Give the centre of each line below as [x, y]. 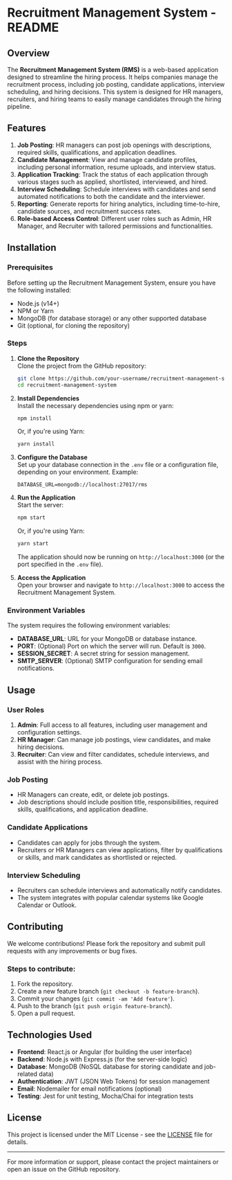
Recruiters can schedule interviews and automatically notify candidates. [119, 890]
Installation [32, 248]
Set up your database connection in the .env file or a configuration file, [118, 465]
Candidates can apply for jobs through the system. [89, 843]
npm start [31, 518]
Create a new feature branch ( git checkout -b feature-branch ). [108, 992]
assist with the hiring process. [60, 762]
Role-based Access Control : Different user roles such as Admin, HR [114, 218]
